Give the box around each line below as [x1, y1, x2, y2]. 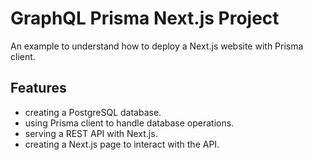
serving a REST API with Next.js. [24, 127, 158, 139]
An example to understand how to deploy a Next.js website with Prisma [10, 40, 304, 52]
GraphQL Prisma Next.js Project [10, 7, 280, 30]
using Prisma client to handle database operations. [24, 117, 235, 129]
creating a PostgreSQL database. [24, 106, 162, 118]
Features [10, 80, 67, 97]
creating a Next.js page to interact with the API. [24, 138, 220, 150]
